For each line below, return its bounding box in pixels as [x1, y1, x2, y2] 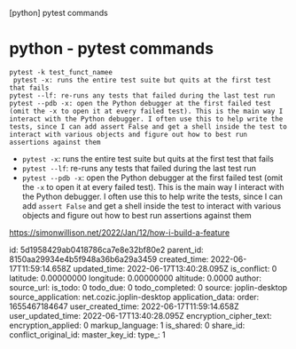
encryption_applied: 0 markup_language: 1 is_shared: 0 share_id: [9, 320, 245, 330]
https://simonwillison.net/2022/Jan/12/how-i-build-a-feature [9, 226, 230, 238]
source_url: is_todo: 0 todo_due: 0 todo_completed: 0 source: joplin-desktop [9, 282, 288, 292]
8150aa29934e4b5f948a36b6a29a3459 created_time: [9, 253, 209, 265]
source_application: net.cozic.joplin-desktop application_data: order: [9, 291, 260, 302]
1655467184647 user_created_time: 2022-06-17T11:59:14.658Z [9, 301, 239, 312]
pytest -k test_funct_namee [9, 67, 113, 76]
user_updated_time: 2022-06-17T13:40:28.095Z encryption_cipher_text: [9, 310, 272, 321]
